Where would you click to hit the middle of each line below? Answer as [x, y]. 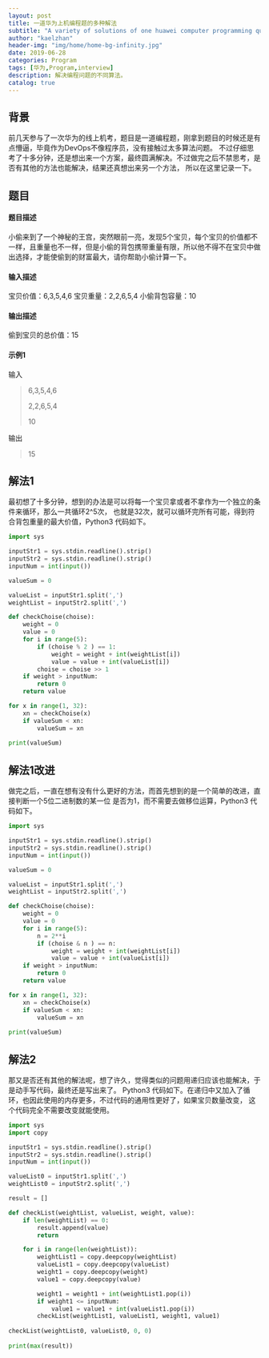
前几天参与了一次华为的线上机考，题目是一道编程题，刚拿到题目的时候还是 [131, 138]
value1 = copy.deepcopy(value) [89, 1279]
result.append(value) [73, 1227]
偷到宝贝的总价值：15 [43, 335]
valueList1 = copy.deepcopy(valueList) [104, 1265]
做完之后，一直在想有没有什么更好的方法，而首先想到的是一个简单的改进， [131, 791]
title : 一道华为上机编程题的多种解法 [63, 23]
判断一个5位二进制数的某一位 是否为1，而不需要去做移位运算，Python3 [132, 801]
